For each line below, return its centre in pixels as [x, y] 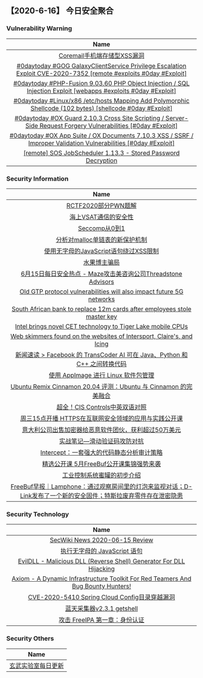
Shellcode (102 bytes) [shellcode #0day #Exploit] [101, 108]
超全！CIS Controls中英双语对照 [101, 407]
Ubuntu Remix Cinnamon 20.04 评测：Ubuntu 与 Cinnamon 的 [98, 387]
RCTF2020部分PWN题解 [101, 205]
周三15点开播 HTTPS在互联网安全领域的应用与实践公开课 [101, 418]
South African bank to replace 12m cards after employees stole [101, 309]
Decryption [101, 161]
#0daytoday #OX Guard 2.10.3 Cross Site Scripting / [89, 118]
